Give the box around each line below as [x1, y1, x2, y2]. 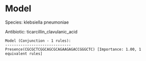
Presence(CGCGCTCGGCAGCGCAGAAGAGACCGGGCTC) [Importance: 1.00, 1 [5, 47, 141, 52]
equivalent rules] [5, 51, 43, 56]
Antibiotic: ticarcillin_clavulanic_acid [5, 29, 77, 34]
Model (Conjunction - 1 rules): [5, 38, 71, 43]
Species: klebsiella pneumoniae [5, 19, 69, 25]
